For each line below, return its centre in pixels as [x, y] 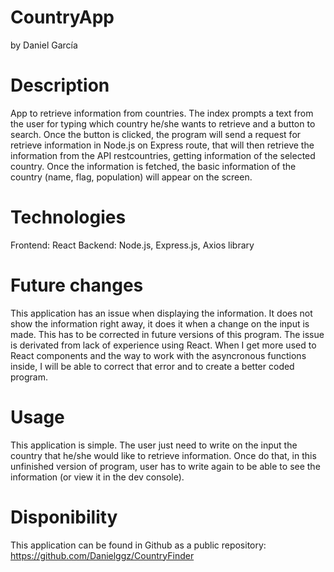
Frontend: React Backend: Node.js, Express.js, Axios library [132, 245]
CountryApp [62, 17]
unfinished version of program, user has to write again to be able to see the [165, 466]
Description [60, 85]
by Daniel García [44, 45]
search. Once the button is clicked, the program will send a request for [156, 134]
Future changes [77, 285]
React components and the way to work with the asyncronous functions [158, 355]
